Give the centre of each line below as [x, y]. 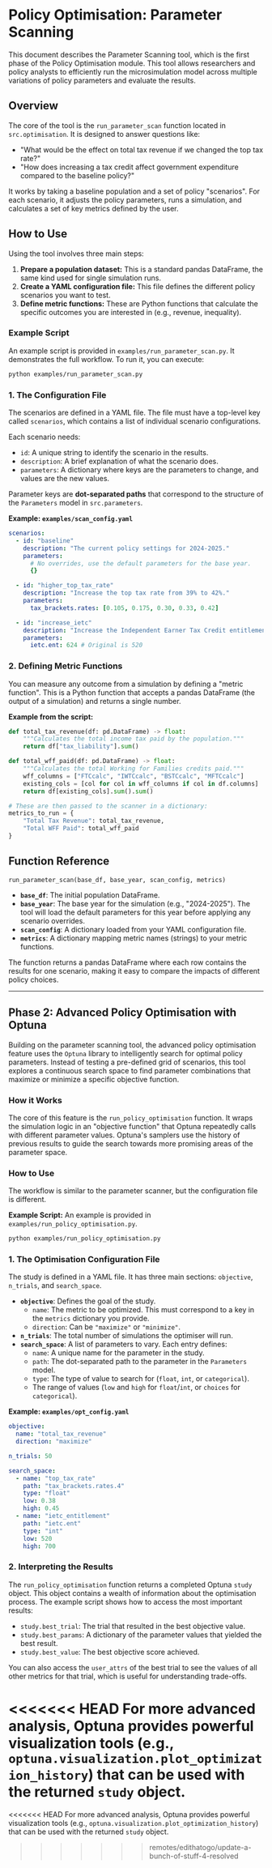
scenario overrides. [52, 920]
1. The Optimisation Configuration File [84, 1259]
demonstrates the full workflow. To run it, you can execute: [106, 359]
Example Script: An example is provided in [80, 1215]
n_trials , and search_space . [55, 1286]
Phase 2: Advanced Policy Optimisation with [123, 1013]
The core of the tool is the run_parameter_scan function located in [117, 125]
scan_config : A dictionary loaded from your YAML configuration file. [133, 929]
